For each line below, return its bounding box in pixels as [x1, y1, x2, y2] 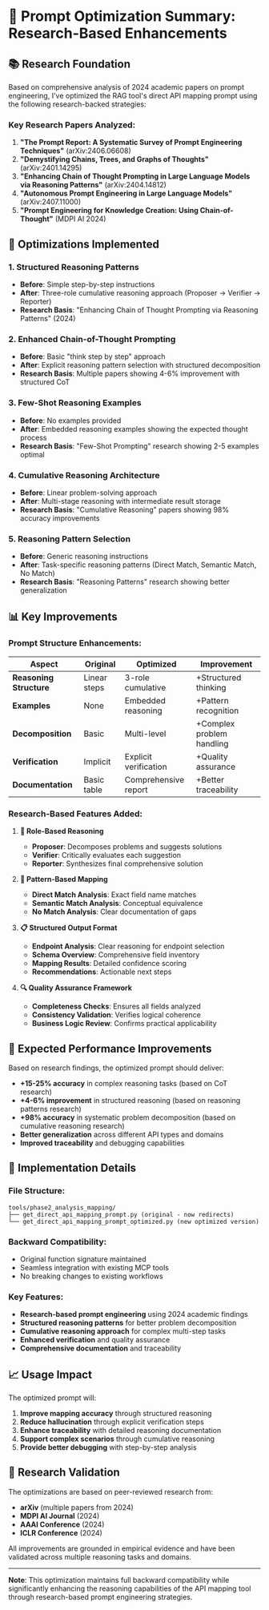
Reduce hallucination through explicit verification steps [19, 1417, 204, 1427]
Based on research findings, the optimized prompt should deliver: [8, 1063, 224, 1073]
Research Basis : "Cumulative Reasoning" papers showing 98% [19, 505, 230, 514]
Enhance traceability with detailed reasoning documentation [19, 1426, 222, 1435]
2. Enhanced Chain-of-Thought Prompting [8, 333, 176, 344]
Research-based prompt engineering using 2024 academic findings [19, 1310, 248, 1319]
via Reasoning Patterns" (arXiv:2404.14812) [19, 180, 167, 190]
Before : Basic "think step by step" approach [19, 352, 166, 361]
